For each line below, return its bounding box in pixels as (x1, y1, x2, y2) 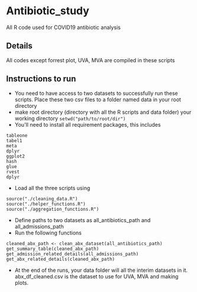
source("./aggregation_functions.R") (6, 206, 99, 212)
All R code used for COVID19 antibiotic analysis (6, 24, 121, 31)
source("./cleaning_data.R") (6, 195, 78, 202)
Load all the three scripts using (14, 184, 91, 191)
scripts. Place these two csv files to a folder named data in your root (14, 96, 182, 103)
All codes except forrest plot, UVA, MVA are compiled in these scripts (6, 56, 176, 63)
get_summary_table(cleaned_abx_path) (6, 246, 99, 252)
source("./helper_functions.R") (6, 201, 86, 207)
